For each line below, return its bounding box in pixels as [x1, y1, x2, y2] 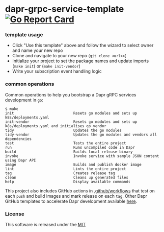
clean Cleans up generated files [5, 175, 129, 180]
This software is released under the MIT [5, 222, 86, 228]
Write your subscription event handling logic [12, 69, 102, 74]
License [5, 210, 25, 217]
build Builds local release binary [5, 149, 133, 154]
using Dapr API [5, 158, 36, 162]
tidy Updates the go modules [5, 128, 122, 133]
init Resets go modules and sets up [5, 111, 137, 116]
